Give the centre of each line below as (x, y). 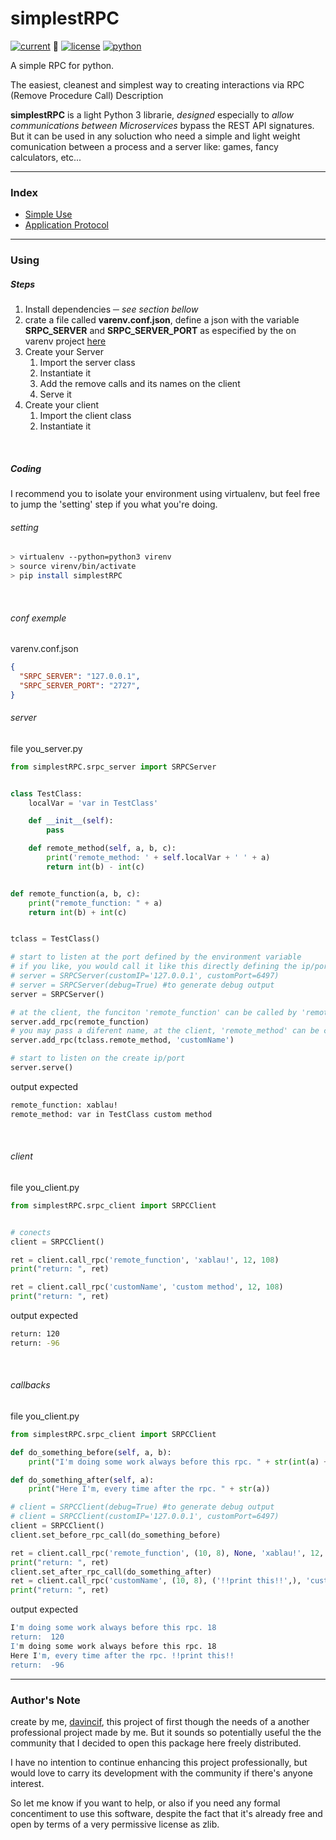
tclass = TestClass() (55, 939)
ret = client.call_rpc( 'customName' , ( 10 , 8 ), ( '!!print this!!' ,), (156, 1581)
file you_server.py (46, 748)
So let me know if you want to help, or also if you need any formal (145, 1803)
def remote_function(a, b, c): (75, 893)
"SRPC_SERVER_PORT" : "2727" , (80, 685)
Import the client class (85, 416)
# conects (31, 1232)
